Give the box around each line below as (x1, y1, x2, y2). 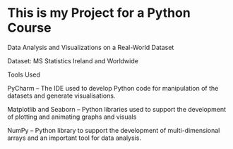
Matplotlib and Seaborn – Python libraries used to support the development (7, 105, 227, 113)
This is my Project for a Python (7, 5, 191, 21)
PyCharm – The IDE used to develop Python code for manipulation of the (7, 84, 219, 92)
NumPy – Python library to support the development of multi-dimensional (7, 126, 220, 134)
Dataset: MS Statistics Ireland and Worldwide (7, 56, 139, 65)
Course (7, 20, 52, 36)
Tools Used (7, 70, 40, 79)
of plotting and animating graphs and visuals (7, 112, 137, 121)
